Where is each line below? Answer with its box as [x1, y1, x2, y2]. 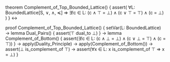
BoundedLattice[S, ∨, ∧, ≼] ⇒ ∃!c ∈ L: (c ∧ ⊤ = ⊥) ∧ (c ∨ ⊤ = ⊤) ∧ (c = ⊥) [5, 10, 164, 16]
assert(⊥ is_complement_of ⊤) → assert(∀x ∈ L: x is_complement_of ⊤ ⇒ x [5, 46, 165, 52]
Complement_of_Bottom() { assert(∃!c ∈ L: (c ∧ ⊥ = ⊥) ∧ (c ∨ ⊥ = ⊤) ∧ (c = [5, 35, 166, 41]
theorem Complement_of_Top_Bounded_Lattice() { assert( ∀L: [5, 5, 135, 10]
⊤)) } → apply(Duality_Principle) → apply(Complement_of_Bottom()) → [5, 41, 153, 47]
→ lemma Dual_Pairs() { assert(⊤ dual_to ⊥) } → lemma [5, 30, 122, 36]
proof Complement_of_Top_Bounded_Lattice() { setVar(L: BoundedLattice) [5, 25, 161, 31]
